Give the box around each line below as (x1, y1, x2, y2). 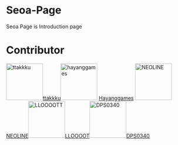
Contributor (6, 43, 65, 57)
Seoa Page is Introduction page (6, 23, 82, 30)
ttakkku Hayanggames (43, 95, 134, 102)
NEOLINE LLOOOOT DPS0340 (6, 132, 150, 139)
